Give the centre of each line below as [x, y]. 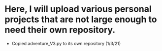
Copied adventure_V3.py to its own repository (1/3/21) [66, 43]
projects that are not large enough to [81, 19]
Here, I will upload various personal [78, 9]
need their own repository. [60, 30]
